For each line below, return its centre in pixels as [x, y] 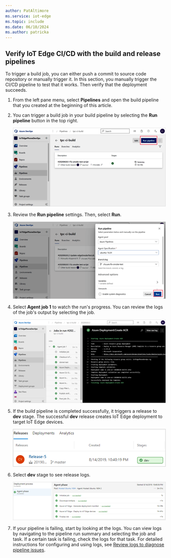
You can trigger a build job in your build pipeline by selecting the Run [85, 115]
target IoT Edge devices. [38, 422]
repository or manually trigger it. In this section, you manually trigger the [81, 79]
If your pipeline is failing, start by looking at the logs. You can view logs [87, 528]
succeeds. [16, 90]
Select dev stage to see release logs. [51, 475]
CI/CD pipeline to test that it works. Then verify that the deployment [76, 85]
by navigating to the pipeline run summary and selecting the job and [84, 534]
